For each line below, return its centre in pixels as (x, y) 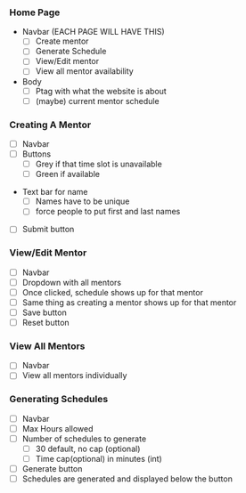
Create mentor (62, 41)
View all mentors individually (74, 376)
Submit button (48, 230)
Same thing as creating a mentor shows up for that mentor (129, 302)
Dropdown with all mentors (72, 282)
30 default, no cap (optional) (88, 449)
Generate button (52, 469)
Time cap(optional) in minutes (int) (98, 459)
